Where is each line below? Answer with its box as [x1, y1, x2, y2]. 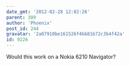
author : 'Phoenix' [6, 20, 52, 26]
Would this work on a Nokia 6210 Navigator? [6, 53, 116, 60]
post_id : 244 [6, 25, 39, 32]
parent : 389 [6, 14, 36, 20]
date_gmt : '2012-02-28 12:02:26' [6, 8, 90, 15]
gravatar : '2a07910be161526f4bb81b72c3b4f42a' [6, 31, 125, 37]
